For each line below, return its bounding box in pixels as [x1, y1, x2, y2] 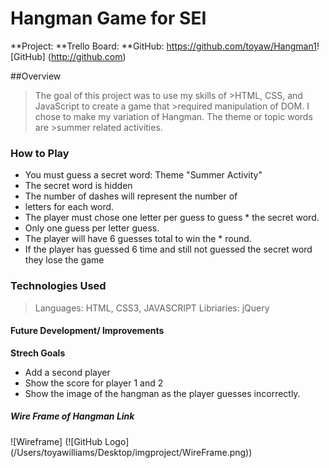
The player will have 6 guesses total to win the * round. [24, 233, 252, 245]
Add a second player [24, 366, 111, 378]
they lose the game [24, 254, 105, 266]
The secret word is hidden [24, 180, 133, 192]
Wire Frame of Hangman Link [10, 410, 135, 422]
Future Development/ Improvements [10, 325, 165, 337]
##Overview [10, 70, 62, 82]
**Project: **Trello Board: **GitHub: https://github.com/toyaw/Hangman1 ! [10, 40, 320, 52]
